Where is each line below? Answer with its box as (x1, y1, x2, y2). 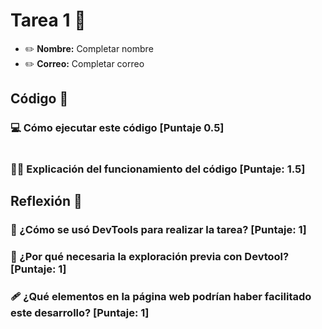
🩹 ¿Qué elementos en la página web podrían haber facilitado (10, 289, 312, 303)
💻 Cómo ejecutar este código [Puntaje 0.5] (10, 121, 225, 135)
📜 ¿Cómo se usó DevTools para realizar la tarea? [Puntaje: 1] (10, 222, 307, 236)
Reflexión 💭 (10, 192, 83, 209)
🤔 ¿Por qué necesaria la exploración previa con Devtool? (10, 249, 290, 263)
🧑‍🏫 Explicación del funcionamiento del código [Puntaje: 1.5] (10, 162, 306, 176)
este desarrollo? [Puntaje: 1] (10, 305, 150, 319)
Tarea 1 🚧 (10, 9, 87, 32)
